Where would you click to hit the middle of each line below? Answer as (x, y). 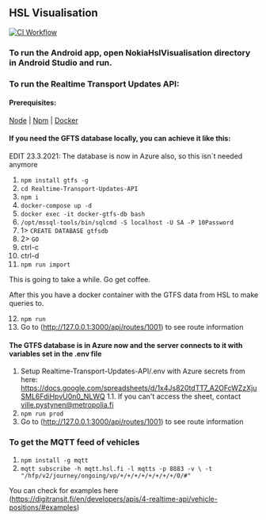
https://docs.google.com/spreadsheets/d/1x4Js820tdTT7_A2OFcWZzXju (139, 388)
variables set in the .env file (55, 354)
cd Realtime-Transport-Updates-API (79, 189)
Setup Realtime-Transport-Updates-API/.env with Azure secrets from (133, 371)
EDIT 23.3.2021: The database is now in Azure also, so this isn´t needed (126, 156)
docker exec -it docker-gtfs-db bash (83, 214)
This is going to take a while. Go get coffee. (80, 280)
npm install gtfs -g (54, 181)
